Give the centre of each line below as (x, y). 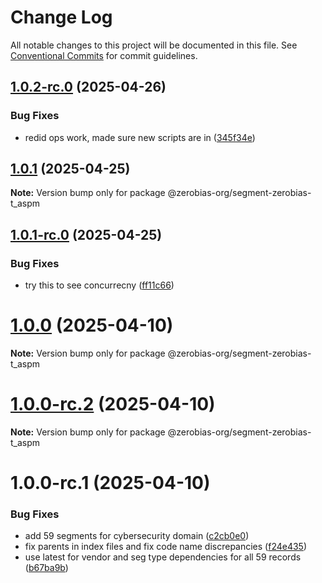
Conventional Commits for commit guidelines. (104, 55)
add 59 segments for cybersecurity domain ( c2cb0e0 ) (137, 536)
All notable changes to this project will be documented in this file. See (154, 45)
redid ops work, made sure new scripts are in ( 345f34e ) (140, 137)
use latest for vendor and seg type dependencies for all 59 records (163, 557)
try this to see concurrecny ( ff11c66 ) (99, 285)
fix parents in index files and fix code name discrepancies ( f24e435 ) (166, 547)
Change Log (61, 17)
